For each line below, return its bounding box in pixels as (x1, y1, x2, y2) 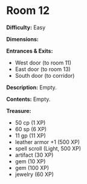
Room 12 (6, 4, 50, 18)
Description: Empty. (6, 83, 57, 91)
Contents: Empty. (6, 95, 51, 103)
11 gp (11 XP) (14, 132, 47, 139)
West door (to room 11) (14, 59, 71, 66)
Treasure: (6, 107, 31, 114)
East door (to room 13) (14, 65, 71, 73)
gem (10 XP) (14, 157, 46, 165)
